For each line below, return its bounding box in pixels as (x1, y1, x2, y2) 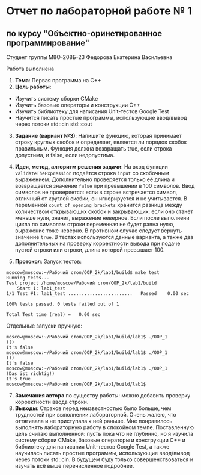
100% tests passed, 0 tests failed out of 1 (6, 301, 119, 307)
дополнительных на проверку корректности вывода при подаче (14, 240, 181, 247)
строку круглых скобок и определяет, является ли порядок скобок (14, 138, 187, 146)
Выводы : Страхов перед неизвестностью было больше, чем (14, 405, 172, 412)
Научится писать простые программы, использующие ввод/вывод (14, 114, 187, 121)
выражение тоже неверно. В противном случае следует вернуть (14, 227, 182, 234)
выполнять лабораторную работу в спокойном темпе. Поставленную (14, 424, 194, 431)
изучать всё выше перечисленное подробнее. (14, 462, 134, 469)
